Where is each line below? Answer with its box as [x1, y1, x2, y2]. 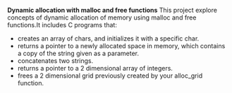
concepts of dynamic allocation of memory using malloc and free [7, 13, 197, 22]
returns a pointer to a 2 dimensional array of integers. [17, 64, 173, 72]
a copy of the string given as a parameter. [17, 49, 140, 57]
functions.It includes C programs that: [7, 21, 118, 29]
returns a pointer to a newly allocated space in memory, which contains [17, 42, 226, 50]
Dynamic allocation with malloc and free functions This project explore [7, 6, 217, 14]
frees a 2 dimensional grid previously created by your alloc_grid [17, 71, 203, 80]
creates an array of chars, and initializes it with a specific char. [17, 34, 200, 43]
